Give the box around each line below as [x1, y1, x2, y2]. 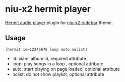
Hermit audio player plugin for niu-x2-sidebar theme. [5, 20, 113, 26]
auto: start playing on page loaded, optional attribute [12, 66, 120, 72]
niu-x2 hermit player [5, 3, 91, 15]
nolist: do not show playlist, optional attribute [12, 71, 104, 77]
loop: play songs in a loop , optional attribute [12, 60, 104, 67]
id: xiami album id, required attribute [12, 55, 86, 61]
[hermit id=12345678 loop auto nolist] [5, 47, 88, 52]
